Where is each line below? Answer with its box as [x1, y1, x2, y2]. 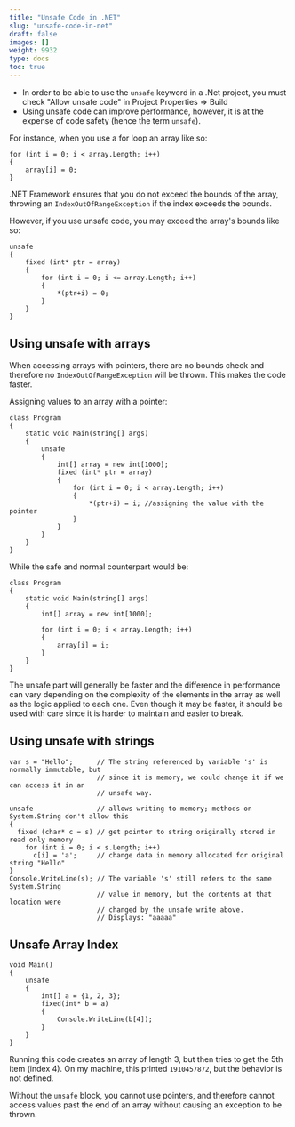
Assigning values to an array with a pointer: [9, 396, 168, 407]
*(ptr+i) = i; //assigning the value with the [88, 499, 265, 508]
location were [9, 898, 62, 906]
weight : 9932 [9, 46, 58, 55]
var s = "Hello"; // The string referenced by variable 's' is [9, 757, 268, 766]
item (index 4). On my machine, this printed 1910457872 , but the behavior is [9, 1064, 283, 1075]
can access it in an [9, 780, 86, 790]
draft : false [9, 29, 58, 38]
